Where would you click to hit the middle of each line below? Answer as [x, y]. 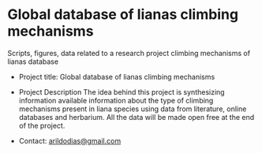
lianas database [33, 62]
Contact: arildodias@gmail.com [70, 140]
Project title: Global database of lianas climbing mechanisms [117, 76]
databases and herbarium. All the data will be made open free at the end [137, 117]
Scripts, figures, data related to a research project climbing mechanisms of [129, 53]
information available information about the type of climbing [116, 100]
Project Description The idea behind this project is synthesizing [122, 91]
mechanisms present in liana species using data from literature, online [133, 109]
